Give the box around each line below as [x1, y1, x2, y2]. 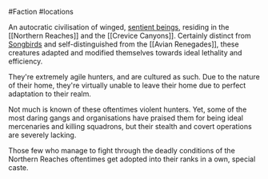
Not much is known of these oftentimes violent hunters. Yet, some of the [8, 104, 247, 114]
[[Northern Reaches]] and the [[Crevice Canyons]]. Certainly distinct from [8, 31, 251, 40]
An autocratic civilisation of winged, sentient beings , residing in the [8, 22, 230, 31]
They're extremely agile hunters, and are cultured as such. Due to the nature [8, 72, 260, 81]
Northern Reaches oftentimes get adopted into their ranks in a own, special [8, 154, 256, 164]
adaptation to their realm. [8, 89, 92, 99]
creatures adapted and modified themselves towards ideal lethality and [8, 48, 242, 57]
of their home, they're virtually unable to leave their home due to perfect [8, 80, 246, 90]
